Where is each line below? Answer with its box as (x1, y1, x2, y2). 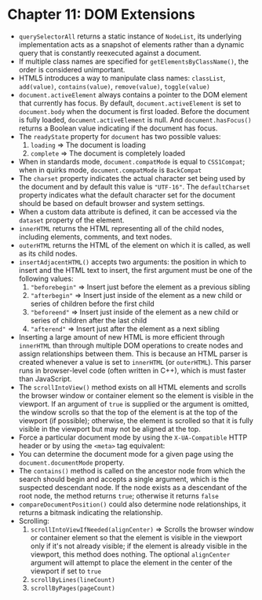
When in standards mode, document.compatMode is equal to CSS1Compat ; (18, 156, 246, 166)
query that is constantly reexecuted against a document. (18, 48, 202, 57)
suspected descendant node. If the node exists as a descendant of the (18, 482, 248, 492)
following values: (18, 274, 74, 283)
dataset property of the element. (18, 215, 125, 225)
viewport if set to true (30, 566, 102, 576)
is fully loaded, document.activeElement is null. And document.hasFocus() (18, 115, 252, 124)
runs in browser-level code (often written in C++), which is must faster (18, 366, 246, 375)
